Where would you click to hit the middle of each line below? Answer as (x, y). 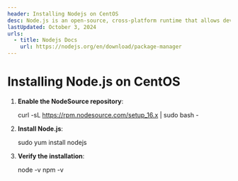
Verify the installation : (51, 156)
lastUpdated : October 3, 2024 (52, 27)
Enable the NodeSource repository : (70, 101)
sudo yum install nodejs (52, 142)
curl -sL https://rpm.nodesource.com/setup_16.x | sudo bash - (108, 115)
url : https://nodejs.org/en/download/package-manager (101, 47)
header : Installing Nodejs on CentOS (63, 14)
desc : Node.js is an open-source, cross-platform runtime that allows (114, 21)
